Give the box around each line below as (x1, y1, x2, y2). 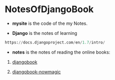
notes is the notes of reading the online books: (12, 49, 110, 55)
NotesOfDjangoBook (5, 4, 94, 15)
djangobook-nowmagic (12, 68, 61, 74)
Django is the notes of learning (12, 30, 77, 36)
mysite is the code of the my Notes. (12, 20, 88, 26)
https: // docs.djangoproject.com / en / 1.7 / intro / (5, 39, 105, 45)
